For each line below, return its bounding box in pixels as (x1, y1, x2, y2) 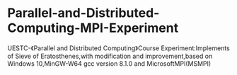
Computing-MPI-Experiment (7, 20, 179, 36)
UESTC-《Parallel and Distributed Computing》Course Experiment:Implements (7, 44, 230, 52)
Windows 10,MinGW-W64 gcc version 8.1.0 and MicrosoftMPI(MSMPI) (7, 59, 212, 68)
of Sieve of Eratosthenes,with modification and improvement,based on (7, 52, 213, 60)
